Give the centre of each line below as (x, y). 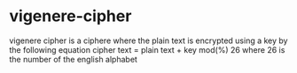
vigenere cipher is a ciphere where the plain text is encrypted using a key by (148, 40)
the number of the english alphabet (73, 59)
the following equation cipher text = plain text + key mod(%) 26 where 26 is (147, 49)
